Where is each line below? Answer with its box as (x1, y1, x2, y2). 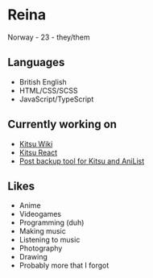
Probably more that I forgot (19, 260, 110, 271)
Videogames (19, 210, 62, 219)
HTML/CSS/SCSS (19, 85, 78, 95)
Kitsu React (19, 147, 58, 157)
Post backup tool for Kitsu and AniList (19, 156, 145, 166)
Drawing (19, 252, 48, 262)
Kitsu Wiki (19, 139, 53, 148)
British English (19, 77, 68, 86)
